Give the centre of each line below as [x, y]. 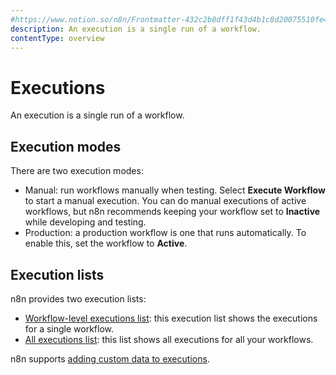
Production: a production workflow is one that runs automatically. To [165, 233]
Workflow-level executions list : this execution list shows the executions [171, 318]
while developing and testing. [85, 222]
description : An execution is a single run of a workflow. [136, 29]
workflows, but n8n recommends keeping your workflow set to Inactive [172, 212]
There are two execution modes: [77, 171]
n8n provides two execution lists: [78, 298]
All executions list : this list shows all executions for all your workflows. [169, 339]
